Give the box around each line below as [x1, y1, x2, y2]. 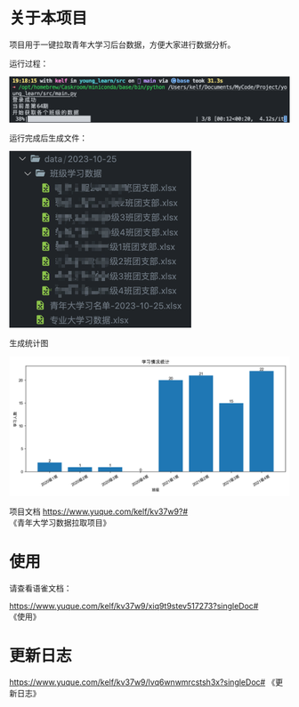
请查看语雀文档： [9, 583, 72, 594]
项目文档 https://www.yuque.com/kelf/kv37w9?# [9, 506, 189, 517]
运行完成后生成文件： [9, 133, 87, 143]
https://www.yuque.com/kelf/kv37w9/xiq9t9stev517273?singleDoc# [9, 601, 259, 612]
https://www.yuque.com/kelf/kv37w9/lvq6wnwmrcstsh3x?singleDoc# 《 [9, 677, 276, 687]
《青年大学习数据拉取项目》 [9, 518, 111, 528]
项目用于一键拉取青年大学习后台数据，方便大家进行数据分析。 [9, 39, 236, 50]
